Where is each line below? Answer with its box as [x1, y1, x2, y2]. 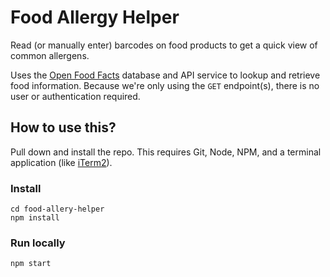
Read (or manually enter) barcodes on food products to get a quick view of [10, 39, 318, 51]
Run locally [10, 236, 66, 250]
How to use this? [10, 119, 117, 136]
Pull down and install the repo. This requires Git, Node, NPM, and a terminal [10, 146, 322, 158]
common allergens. [10, 49, 90, 61]
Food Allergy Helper [10, 6, 180, 29]
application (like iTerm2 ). [10, 156, 113, 168]
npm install [10, 213, 60, 223]
